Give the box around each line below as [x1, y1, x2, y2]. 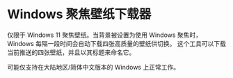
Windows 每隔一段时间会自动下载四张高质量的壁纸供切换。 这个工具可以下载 [7, 39, 226, 47]
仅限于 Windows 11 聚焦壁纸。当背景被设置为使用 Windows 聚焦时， [7, 31, 202, 39]
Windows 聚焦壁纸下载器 [7, 6, 152, 22]
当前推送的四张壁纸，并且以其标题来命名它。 [7, 48, 136, 56]
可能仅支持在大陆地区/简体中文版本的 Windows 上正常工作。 [7, 63, 179, 71]
